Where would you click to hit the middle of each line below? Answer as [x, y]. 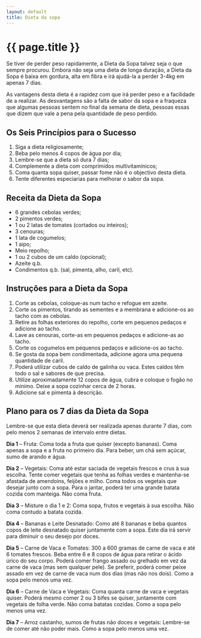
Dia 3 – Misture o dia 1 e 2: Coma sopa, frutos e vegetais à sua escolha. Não [100, 505]
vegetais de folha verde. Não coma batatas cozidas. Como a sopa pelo [94, 604]
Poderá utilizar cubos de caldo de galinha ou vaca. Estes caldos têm [99, 366]
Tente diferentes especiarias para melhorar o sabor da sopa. [90, 179]
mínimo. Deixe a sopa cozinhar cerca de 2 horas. [75, 386]
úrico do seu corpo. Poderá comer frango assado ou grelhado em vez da [96, 561]
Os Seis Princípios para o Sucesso [71, 132]
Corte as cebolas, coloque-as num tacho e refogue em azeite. [91, 303]
